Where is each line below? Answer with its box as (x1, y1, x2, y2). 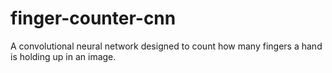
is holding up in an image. (10, 50, 117, 62)
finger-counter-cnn (10, 7, 177, 30)
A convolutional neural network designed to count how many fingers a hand (10, 40, 323, 52)
